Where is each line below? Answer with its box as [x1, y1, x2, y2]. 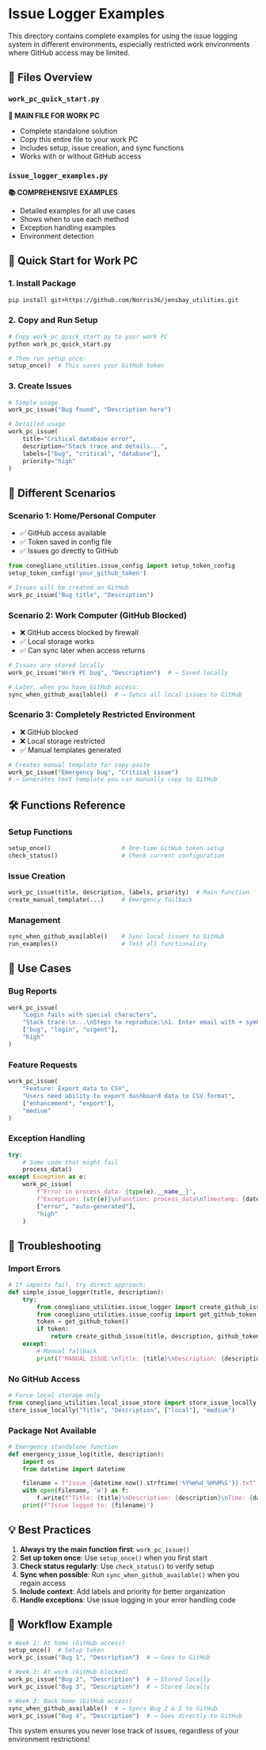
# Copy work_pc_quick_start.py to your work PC [8, 332, 169, 341]
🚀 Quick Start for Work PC [8, 255, 139, 268]
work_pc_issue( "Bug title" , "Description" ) [8, 591, 154, 599]
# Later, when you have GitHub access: [8, 683, 140, 691]
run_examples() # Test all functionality [8, 940, 207, 948]
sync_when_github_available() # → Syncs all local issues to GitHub [8, 691, 243, 699]
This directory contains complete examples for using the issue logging [8, 31, 237, 40]
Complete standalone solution [19, 126, 118, 136]
